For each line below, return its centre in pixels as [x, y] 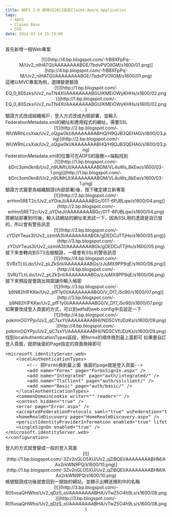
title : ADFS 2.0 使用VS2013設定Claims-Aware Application [66, 10]
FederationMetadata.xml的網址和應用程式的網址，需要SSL [67, 122]
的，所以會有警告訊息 [28, 224]
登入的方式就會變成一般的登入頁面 [41, 448]
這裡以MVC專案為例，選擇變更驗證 [42, 82]
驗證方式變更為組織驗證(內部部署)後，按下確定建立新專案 [65, 190]
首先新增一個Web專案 [28, 49]
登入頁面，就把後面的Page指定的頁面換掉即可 [53, 344]
